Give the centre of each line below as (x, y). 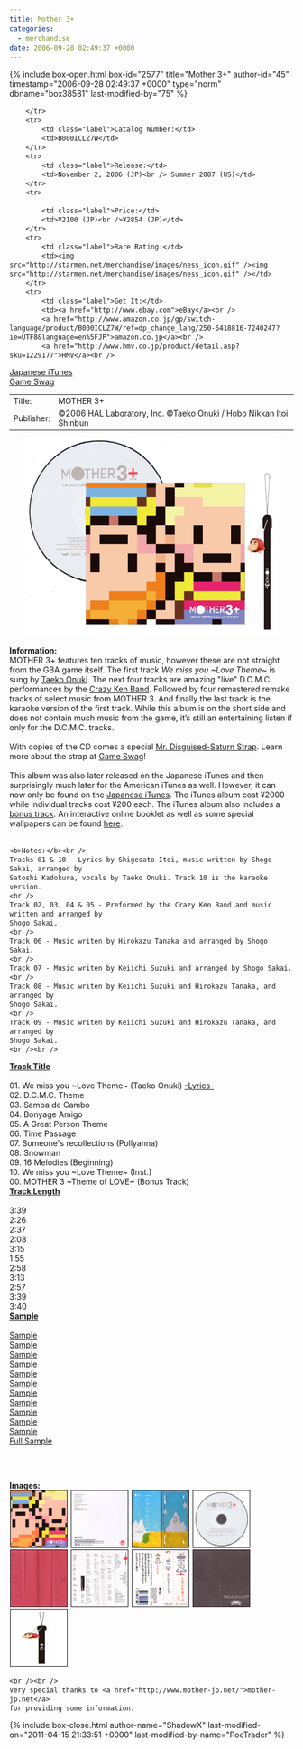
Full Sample (31, 1441)
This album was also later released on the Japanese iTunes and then (137, 775)
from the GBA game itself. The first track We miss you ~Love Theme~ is (142, 670)
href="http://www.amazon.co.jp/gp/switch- (135, 320)
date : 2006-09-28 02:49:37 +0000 (72, 48)
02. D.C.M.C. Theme (47, 1095)
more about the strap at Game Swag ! (78, 756)
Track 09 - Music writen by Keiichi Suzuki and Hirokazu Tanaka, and (143, 1022)
